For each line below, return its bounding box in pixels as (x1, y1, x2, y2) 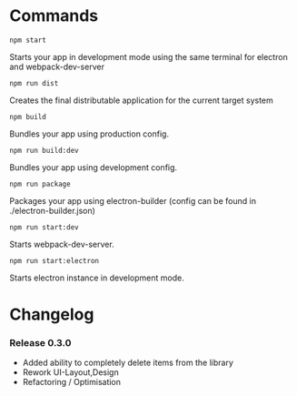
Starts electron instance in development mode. (9, 272, 184, 283)
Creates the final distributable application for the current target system (9, 95, 274, 106)
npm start (9, 36, 47, 45)
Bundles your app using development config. (9, 161, 178, 173)
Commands (9, 5, 99, 26)
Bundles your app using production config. (9, 128, 170, 139)
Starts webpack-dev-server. (9, 239, 115, 249)
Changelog (9, 304, 94, 325)
